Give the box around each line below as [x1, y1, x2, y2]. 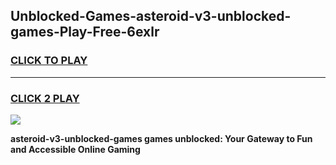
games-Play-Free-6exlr [10, 24, 160, 41]
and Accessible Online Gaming [10, 143, 141, 155]
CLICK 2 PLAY [10, 91, 80, 105]
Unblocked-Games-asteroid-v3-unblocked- [10, 8, 292, 25]
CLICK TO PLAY [10, 54, 88, 68]
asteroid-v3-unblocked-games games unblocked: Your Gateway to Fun [10, 132, 313, 144]
